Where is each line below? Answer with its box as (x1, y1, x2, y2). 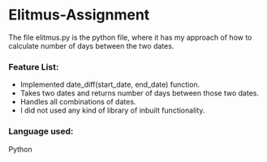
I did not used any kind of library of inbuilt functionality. (19, 105, 205, 115)
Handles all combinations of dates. (19, 97, 136, 107)
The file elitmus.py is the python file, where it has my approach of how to (8, 32, 252, 42)
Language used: (8, 126, 74, 137)
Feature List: (8, 61, 59, 72)
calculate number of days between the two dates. (8, 40, 174, 50)
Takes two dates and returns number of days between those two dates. (19, 88, 260, 98)
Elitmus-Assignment (8, 6, 150, 24)
